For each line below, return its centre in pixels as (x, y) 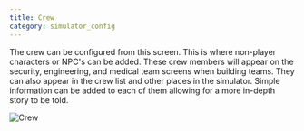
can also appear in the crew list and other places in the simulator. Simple (145, 80)
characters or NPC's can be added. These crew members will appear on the (152, 61)
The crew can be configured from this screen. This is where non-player (143, 51)
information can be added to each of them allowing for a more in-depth (142, 90)
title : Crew (32, 18)
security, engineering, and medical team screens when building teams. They (152, 71)
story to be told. (39, 99)
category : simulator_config (63, 26)
